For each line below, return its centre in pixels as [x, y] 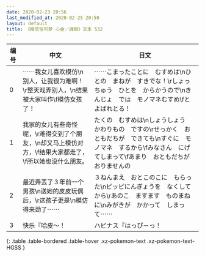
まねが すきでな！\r [142, 81]
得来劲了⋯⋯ [41, 210]
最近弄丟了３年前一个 [53, 182]
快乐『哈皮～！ [44, 226]
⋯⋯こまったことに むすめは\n [140, 72]
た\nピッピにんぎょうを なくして [143, 187]
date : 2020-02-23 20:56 [37, 12]
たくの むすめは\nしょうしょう [140, 120]
